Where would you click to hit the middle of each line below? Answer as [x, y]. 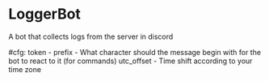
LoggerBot [44, 14]
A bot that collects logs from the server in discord [91, 36]
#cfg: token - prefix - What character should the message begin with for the [134, 52]
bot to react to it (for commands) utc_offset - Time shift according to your [130, 61]
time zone [25, 69]
